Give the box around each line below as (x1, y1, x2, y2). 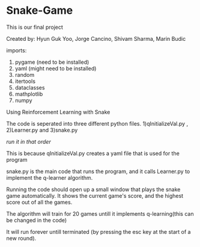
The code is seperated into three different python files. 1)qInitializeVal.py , (6, 120, 188, 127)
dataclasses (14, 84, 45, 91)
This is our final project (6, 23, 63, 31)
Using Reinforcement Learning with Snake (6, 108, 111, 115)
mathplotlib (14, 90, 43, 97)
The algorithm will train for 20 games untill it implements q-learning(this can (6, 210, 194, 217)
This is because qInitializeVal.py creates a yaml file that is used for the (6, 150, 180, 157)
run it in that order (6, 138, 51, 145)
